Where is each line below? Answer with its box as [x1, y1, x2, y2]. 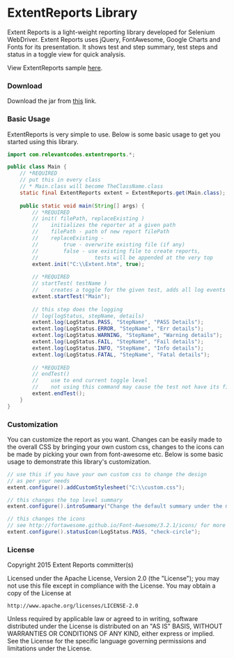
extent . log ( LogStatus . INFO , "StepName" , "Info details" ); [32, 345, 204, 352]
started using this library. [7, 137, 79, 146]
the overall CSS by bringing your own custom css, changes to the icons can [7, 442, 224, 451]
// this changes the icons [7, 515, 86, 523]
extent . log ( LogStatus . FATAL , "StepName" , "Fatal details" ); [32, 351, 210, 358]
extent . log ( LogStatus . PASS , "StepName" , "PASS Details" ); [32, 319, 204, 326]
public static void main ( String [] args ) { [19, 202, 145, 210]
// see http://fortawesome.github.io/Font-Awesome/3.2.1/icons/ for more [7, 522, 226, 529]
